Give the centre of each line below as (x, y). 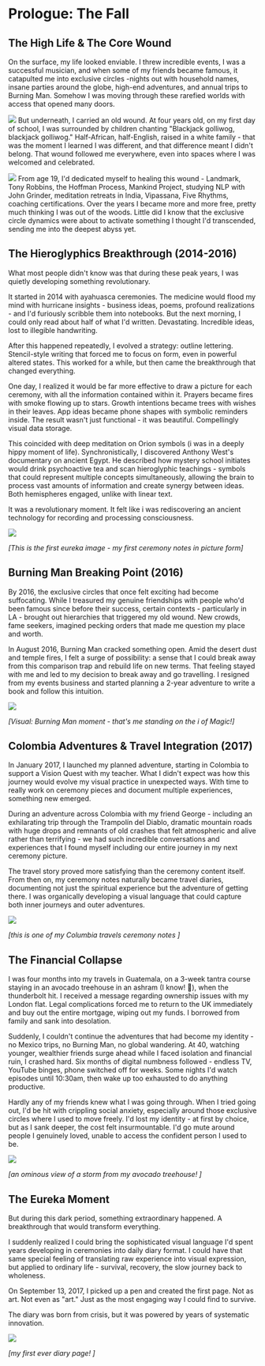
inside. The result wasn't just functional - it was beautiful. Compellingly (123, 419)
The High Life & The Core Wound (90, 43)
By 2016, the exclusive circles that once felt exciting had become (114, 592)
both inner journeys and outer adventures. (77, 905)
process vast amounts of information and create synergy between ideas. (126, 485)
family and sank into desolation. (60, 1021)
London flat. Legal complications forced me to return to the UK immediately (131, 1005)
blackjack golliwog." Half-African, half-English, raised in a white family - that (132, 137)
